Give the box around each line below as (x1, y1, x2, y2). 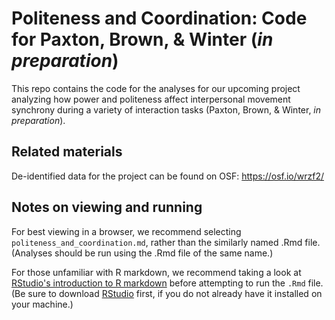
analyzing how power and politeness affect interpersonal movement (11, 93, 291, 105)
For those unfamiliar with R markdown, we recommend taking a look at (11, 266, 302, 278)
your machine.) (11, 298, 74, 310)
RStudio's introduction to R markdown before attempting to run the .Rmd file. (11, 277, 324, 289)
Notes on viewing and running (11, 199, 203, 216)
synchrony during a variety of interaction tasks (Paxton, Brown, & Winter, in (11, 103, 322, 116)
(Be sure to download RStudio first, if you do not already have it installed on (11, 287, 323, 299)
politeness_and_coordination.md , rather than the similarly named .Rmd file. (11, 236, 321, 248)
